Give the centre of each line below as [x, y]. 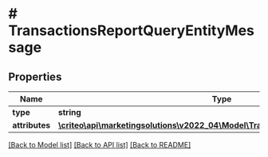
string [70, 112]
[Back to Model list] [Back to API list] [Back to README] [100, 145]
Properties [35, 77]
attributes [31, 125]
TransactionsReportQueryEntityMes [132, 31]
